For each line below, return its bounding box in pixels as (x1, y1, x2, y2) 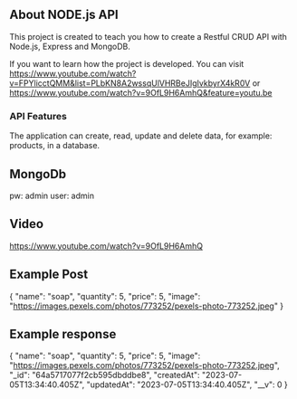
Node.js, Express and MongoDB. (9, 41, 131, 52)
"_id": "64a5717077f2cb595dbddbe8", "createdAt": (9, 370, 201, 381)
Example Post (9, 267, 89, 282)
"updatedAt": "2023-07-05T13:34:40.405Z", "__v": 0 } (86, 379, 288, 390)
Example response (9, 326, 117, 342)
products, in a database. (9, 140, 101, 151)
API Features (9, 109, 68, 122)
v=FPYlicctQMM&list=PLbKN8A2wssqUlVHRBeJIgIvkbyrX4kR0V (9, 77, 251, 89)
